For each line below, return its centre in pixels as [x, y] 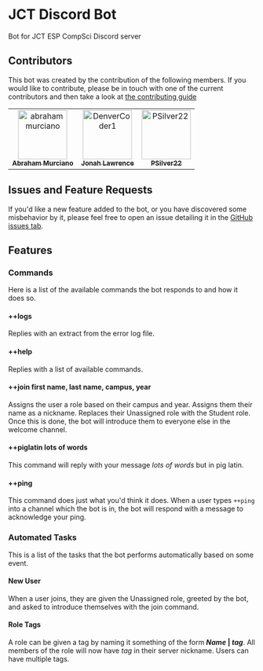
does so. [22, 298]
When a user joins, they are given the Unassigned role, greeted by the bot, [128, 598]
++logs [20, 316]
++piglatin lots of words [48, 447]
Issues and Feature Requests [80, 190]
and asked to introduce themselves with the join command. [104, 607]
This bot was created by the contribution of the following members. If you [127, 79]
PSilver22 [166, 163]
